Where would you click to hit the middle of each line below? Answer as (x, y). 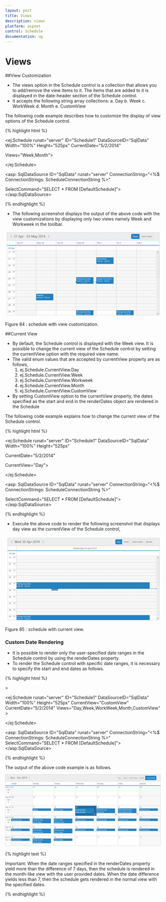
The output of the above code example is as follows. (59, 768)
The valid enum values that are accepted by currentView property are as (86, 359)
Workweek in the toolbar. (38, 224)
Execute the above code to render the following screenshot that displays (86, 523)
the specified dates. (25, 885)
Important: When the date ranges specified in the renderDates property (78, 864)
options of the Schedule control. (38, 121)
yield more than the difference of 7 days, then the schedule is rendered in (80, 869)
